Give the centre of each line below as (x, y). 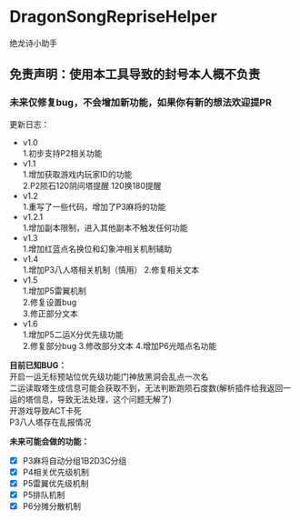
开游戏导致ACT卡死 (45, 410)
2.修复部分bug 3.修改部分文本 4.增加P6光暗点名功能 (120, 345)
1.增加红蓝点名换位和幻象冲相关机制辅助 (97, 248)
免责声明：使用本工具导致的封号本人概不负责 (135, 75)
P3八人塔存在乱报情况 (50, 422)
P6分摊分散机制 (52, 505)
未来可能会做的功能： (49, 441)
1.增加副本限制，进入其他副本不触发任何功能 (105, 227)
